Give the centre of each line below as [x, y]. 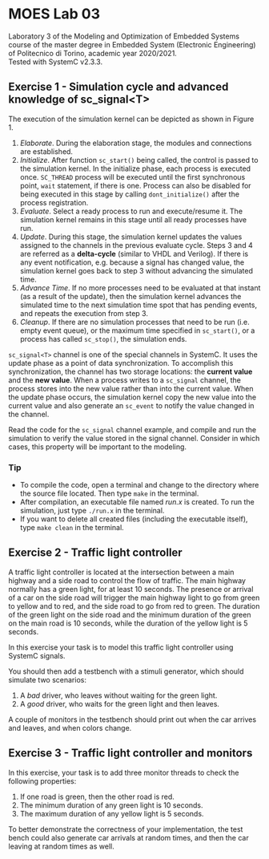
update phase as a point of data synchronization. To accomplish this [121, 363]
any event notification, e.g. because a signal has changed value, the [132, 262]
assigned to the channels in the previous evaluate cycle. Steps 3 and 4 [137, 245]
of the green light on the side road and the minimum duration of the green [130, 614]
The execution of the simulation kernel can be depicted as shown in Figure [131, 119]
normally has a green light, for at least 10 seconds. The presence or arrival [131, 589]
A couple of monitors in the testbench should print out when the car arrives [132, 719]
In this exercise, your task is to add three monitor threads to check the [124, 772]
